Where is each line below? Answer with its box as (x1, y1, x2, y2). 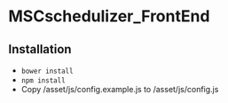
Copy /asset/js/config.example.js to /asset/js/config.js (20, 84, 219, 94)
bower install (20, 67, 74, 75)
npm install (20, 76, 66, 85)
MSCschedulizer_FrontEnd (8, 6, 210, 27)
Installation (8, 42, 72, 57)
